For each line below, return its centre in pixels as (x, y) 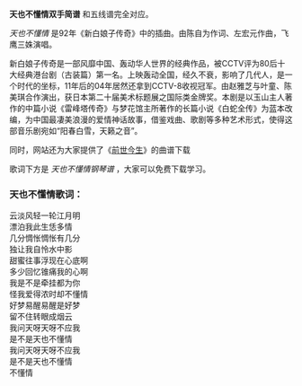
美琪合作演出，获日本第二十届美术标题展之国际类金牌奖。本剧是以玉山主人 (147, 97)
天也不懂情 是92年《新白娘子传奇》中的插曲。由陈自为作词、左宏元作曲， (145, 33)
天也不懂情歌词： (46, 194)
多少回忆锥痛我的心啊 (49, 272)
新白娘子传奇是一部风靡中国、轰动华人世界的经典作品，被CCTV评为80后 (143, 63)
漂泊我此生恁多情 (41, 227)
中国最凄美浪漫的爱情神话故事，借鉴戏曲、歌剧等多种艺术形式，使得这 (163, 119)
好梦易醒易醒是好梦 (45, 305)
